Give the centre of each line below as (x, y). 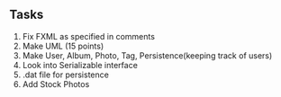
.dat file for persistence (66, 75)
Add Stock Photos (56, 84)
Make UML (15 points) (63, 46)
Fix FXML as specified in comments (89, 36)
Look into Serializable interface (80, 65)
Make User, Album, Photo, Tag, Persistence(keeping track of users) (147, 55)
